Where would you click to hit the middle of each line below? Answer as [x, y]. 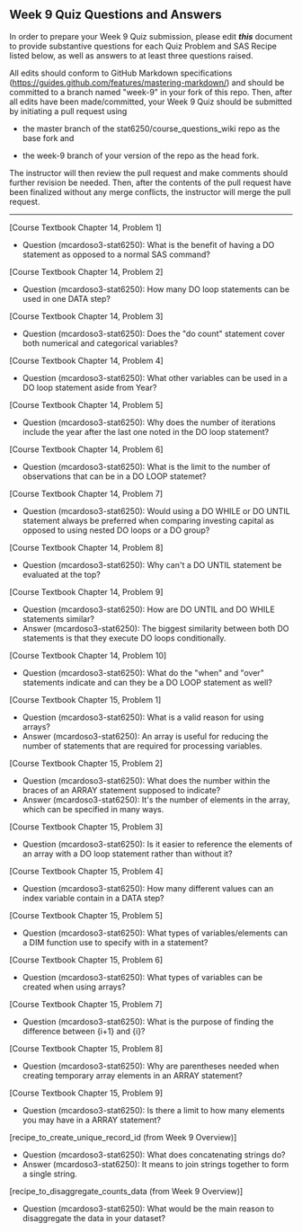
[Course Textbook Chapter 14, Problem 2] [86, 271]
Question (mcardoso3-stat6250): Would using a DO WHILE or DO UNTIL [156, 510]
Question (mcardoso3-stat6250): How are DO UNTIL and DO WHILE [149, 609]
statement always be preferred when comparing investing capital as [148, 520]
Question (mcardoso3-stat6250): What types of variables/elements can [155, 933]
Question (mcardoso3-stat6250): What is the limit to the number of [147, 466]
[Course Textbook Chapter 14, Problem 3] [86, 316]
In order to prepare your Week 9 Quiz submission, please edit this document [151, 36]
